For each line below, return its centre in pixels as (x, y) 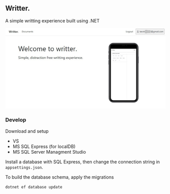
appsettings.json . (24, 167)
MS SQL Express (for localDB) (44, 146)
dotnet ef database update (34, 187)
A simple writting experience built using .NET (53, 20)
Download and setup (27, 131)
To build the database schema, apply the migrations (60, 177)
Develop (16, 120)
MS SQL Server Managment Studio (49, 152)
